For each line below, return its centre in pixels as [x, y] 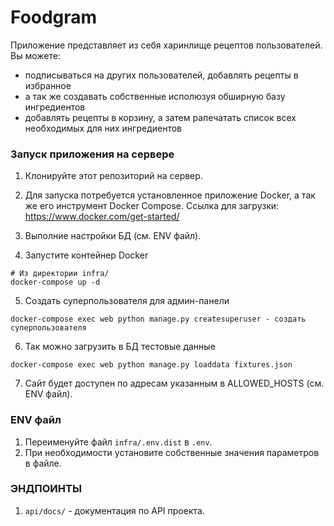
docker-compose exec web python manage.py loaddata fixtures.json [151, 365]
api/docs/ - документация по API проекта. [114, 510]
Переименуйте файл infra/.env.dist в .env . [118, 442]
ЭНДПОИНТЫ [46, 489]
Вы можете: [35, 55]
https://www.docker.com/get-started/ [102, 217]
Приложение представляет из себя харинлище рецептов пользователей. [166, 45]
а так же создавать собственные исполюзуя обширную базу [155, 96]
